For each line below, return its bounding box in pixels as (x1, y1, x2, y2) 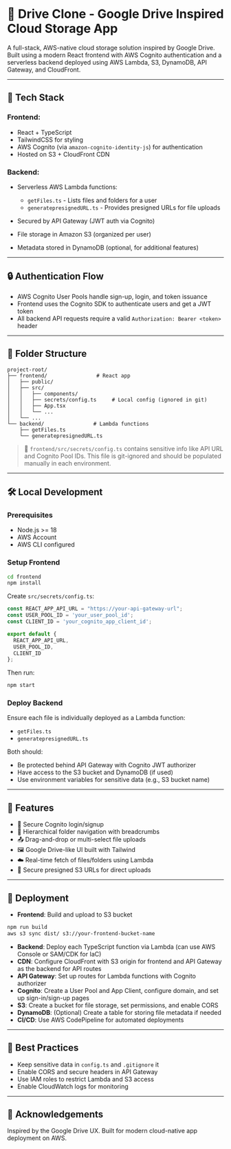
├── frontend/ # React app (7, 372, 131, 379)
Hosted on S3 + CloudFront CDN (16, 150, 110, 158)
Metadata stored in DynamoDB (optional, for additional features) (16, 243, 199, 252)
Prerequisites (7, 510, 53, 520)
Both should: (7, 747, 43, 756)
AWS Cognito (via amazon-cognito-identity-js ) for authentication (16, 142, 203, 151)
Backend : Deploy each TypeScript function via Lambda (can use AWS (16, 942, 216, 951)
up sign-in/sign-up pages (16, 994, 89, 1002)
